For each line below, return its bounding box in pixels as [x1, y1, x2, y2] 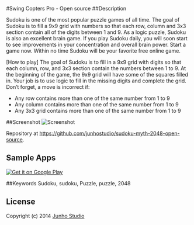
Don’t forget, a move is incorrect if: [6, 84, 90, 90]
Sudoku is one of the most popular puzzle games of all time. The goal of [6, 16, 180, 23]
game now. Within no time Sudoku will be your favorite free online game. [6, 47, 181, 54]
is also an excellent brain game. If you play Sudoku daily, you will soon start [6, 35, 188, 41]
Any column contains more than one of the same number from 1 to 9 [14, 101, 179, 108]
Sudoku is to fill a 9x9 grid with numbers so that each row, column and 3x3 [6, 23, 186, 29]
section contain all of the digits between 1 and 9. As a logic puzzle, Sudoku [6, 29, 186, 36]
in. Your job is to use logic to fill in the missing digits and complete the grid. [6, 77, 187, 84]
